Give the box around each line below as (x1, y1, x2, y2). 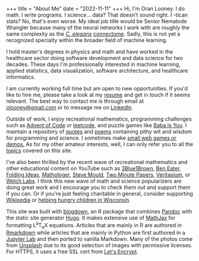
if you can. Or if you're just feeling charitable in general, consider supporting (6, 190, 193, 197)
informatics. (6, 74, 36, 80)
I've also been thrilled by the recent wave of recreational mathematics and (6, 159, 188, 165)
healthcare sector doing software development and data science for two (6, 55, 183, 61)
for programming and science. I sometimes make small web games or (6, 134, 177, 141)
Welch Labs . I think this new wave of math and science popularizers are (6, 178, 182, 184)
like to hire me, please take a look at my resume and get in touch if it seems (6, 92, 191, 98)
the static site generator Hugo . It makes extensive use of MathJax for (6, 214, 176, 221)
